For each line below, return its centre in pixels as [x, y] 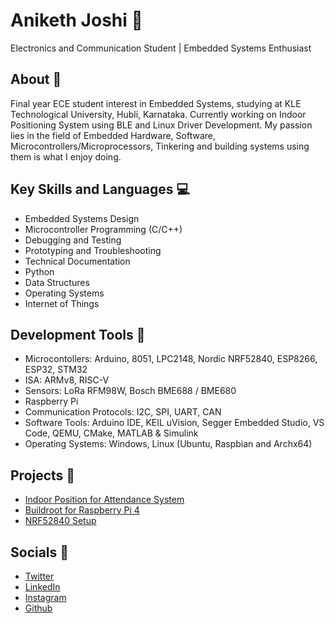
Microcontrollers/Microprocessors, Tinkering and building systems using [160, 146]
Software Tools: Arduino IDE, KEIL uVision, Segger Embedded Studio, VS [174, 423]
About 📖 [36, 79]
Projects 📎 [43, 475]
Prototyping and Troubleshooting [93, 250]
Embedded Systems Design [82, 218]
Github [38, 608]
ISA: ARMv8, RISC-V [67, 380]
